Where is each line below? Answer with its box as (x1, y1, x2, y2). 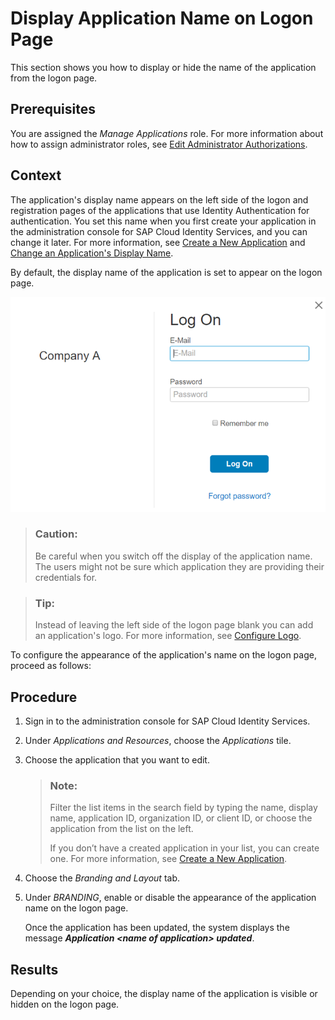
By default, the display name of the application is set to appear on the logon (10, 266, 323, 278)
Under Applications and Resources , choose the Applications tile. (24, 734, 292, 746)
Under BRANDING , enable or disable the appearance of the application (24, 892, 317, 904)
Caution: (34, 527, 78, 541)
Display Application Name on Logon (10, 7, 314, 30)
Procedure (10, 688, 78, 706)
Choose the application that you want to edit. (24, 753, 210, 766)
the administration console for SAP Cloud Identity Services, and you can (10, 225, 308, 237)
